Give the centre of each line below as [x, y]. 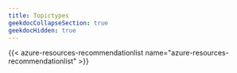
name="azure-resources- [187, 53]
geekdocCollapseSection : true [58, 23]
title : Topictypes [39, 15]
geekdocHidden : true [43, 30]
